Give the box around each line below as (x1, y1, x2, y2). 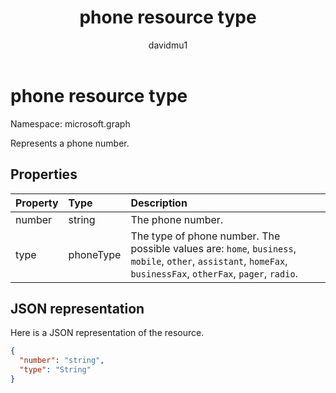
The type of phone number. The (130, 229, 281, 243)
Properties (10, 166, 78, 183)
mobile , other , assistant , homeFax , (130, 254, 288, 268)
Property (15, 196, 59, 210)
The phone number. (130, 212, 224, 226)
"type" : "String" (19, 365, 92, 375)
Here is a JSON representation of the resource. (10, 327, 205, 339)
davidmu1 (148, 39, 188, 51)
